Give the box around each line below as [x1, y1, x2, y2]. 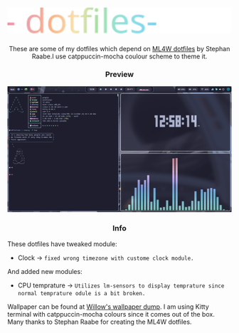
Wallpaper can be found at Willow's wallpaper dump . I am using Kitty [7, 302, 210, 311]
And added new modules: [7, 267, 83, 275]
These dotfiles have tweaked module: [7, 239, 117, 248]
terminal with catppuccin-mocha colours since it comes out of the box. [7, 310, 215, 318]
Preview [105, 70, 134, 80]
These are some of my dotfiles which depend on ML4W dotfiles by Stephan [9, 44, 230, 53]
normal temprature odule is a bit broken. [17, 290, 146, 297]
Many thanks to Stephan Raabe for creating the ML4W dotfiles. [7, 317, 192, 326]
